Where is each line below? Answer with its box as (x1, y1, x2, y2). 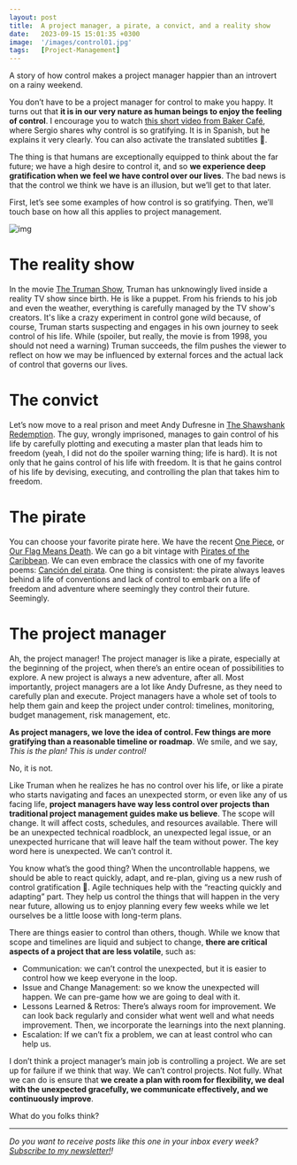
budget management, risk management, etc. (9, 710, 171, 720)
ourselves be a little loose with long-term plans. (9, 910, 183, 920)
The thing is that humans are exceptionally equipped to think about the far (9, 151, 278, 162)
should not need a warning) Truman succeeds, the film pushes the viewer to (9, 340, 287, 351)
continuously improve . (9, 1093, 95, 1104)
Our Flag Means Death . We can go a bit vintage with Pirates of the (9, 546, 250, 556)
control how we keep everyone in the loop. (21, 972, 178, 983)
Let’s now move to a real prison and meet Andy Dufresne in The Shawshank (9, 420, 286, 430)
